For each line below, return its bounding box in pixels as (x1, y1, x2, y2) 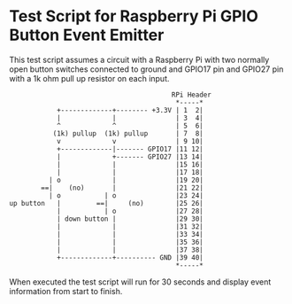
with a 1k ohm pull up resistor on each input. (9, 73, 170, 83)
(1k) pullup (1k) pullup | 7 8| (52, 129, 204, 138)
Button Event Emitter (9, 25, 165, 45)
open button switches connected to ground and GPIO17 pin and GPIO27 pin (9, 64, 284, 74)
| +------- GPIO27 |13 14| (56, 152, 204, 161)
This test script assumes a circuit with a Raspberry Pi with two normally (9, 54, 270, 65)
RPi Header (171, 90, 212, 99)
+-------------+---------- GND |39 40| (56, 253, 204, 262)
